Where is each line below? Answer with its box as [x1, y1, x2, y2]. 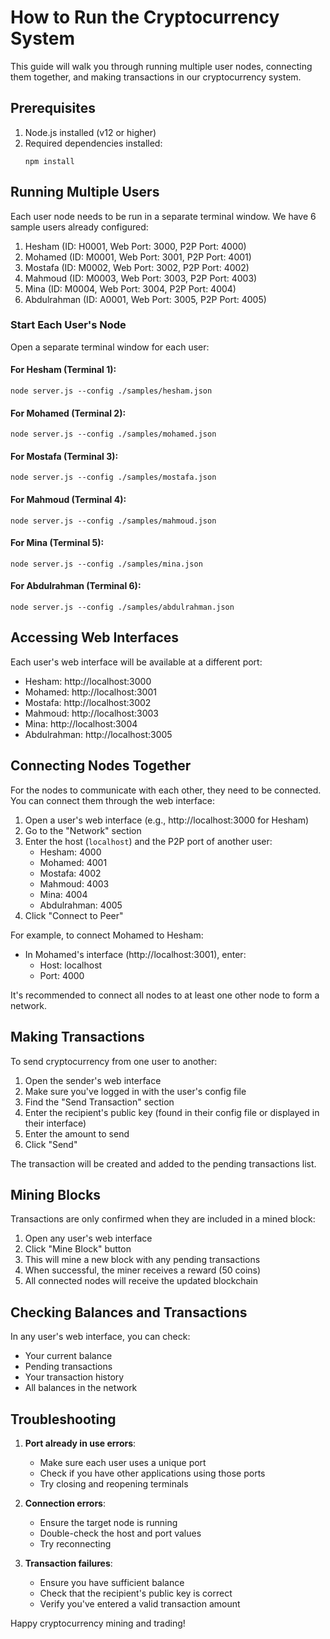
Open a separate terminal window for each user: [10, 341, 210, 353]
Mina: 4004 [39, 888, 88, 900]
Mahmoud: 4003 [39, 877, 110, 890]
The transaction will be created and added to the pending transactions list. [10, 1157, 317, 1170]
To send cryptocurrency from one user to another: [10, 1055, 218, 1067]
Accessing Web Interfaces [10, 629, 180, 646]
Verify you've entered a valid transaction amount [39, 1597, 241, 1610]
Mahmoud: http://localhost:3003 [24, 707, 160, 719]
